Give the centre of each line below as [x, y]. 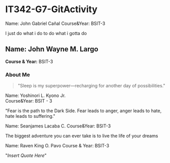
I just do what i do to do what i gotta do [46, 33]
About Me [18, 75]
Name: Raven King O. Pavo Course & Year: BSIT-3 [57, 146]
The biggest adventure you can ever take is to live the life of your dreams [82, 136]
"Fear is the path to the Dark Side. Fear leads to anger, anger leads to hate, [83, 111]
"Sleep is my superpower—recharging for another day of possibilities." [91, 86]
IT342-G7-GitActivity [52, 9]
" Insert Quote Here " [26, 155]
